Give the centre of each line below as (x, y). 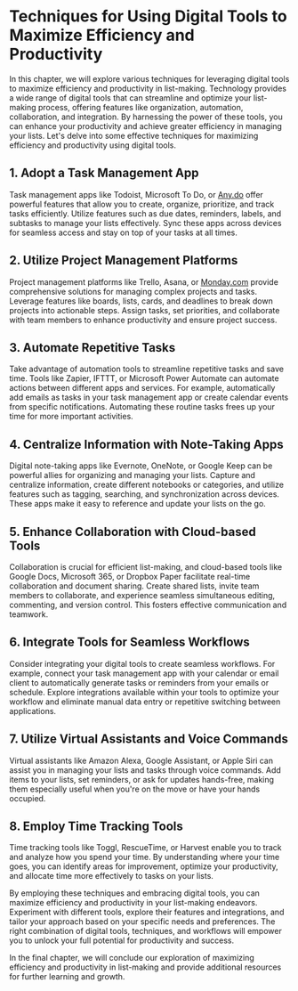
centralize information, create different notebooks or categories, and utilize (147, 485)
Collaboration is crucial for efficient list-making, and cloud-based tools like (146, 567)
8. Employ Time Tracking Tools (97, 827)
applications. (32, 711)
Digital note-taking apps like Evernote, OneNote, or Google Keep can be (141, 466)
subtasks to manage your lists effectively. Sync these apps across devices (145, 223)
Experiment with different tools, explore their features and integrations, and (147, 912)
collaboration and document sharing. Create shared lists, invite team (134, 586)
